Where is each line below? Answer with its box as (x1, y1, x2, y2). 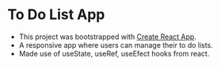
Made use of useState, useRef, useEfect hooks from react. (18, 49, 210, 58)
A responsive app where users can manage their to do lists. (18, 40, 213, 49)
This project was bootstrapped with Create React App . (18, 32, 197, 41)
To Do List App (7, 6, 105, 24)
